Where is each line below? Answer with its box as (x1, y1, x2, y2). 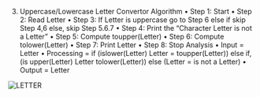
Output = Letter (19, 65, 70, 74)
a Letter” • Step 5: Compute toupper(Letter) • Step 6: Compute (19, 32, 225, 41)
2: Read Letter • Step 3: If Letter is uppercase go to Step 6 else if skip (19, 15, 246, 24)
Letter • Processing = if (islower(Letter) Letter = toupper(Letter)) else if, (19, 49, 252, 58)
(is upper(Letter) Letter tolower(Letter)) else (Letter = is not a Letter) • (19, 57, 247, 66)
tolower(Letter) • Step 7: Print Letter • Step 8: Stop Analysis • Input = (19, 40, 244, 50)
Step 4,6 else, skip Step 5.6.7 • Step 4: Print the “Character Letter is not (19, 24, 252, 32)
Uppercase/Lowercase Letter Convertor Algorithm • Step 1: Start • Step (19, 7, 252, 16)
